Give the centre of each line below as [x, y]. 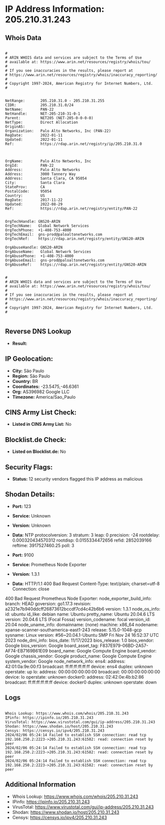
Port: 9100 [23, 555]
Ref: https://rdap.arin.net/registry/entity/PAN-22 [71, 208]
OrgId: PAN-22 [30, 166]
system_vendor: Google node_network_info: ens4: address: [65, 661]
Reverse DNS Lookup [38, 331]
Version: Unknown [31, 525]
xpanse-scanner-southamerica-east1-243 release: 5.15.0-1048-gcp [73, 630]
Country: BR [25, 381]
